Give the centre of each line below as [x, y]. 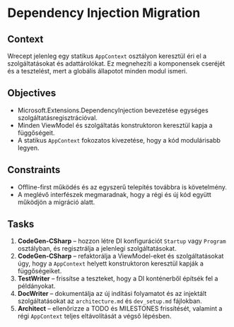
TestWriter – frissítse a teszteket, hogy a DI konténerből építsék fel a [118, 279]
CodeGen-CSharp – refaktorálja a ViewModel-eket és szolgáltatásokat [121, 256]
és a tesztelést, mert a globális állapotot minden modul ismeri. [97, 71]
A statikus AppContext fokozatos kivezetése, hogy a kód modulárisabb [119, 140]
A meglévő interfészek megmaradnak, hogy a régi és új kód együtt [115, 194]
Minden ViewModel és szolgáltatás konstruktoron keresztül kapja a [115, 125]
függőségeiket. [40, 271]
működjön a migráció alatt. [56, 202]
